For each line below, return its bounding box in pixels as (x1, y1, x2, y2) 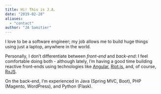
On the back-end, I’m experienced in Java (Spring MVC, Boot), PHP (5, 78, 141, 84)
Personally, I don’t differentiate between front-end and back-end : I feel (5, 53, 148, 59)
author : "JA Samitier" (5, 25, 52, 30)
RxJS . (5, 69, 17, 75)
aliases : (5, 16, 23, 21)
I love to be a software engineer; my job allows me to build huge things (5, 38, 148, 44)
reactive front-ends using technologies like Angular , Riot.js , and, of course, (5, 64, 157, 70)
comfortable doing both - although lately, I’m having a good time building (5, 58, 153, 64)
